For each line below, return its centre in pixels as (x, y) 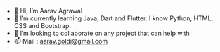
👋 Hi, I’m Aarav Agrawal (48, 11)
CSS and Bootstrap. (43, 26)
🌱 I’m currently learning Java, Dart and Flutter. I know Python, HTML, (113, 18)
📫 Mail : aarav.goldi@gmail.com (60, 41)
